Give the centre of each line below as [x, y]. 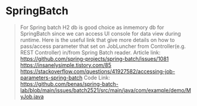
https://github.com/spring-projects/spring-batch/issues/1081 [94, 59]
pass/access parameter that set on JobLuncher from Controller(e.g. [103, 46]
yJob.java [32, 97]
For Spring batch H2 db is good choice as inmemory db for [92, 27]
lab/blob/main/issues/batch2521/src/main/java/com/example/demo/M [105, 90]
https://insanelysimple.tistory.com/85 [66, 65]
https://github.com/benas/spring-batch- [69, 83]
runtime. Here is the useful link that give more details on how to [97, 40]
